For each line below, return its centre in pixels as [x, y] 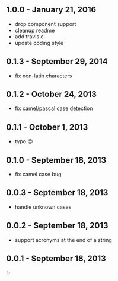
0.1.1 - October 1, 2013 [47, 127]
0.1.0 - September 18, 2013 [56, 160]
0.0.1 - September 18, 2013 [56, 259]
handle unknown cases [43, 207]
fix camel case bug [38, 175]
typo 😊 [24, 141]
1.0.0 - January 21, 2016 [51, 10]
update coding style [39, 43]
